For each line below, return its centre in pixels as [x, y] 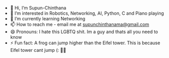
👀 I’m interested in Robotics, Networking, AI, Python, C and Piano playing [87, 13]
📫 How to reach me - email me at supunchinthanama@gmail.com [80, 24]
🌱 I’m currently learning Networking [48, 19]
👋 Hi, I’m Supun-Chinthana [38, 8]
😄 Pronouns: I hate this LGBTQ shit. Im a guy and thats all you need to [84, 32]
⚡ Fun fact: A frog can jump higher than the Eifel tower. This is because [85, 43]
